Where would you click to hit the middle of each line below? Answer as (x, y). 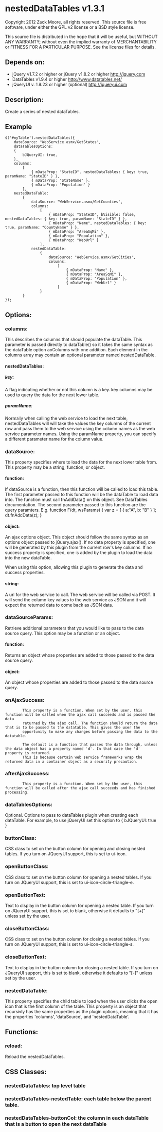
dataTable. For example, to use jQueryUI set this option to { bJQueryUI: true (81, 820)
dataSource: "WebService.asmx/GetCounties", (77, 202)
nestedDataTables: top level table (45, 1086)
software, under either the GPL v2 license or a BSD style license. (70, 27)
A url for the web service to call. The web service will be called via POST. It (80, 595)
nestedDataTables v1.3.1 (55, 9)
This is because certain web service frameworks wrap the (82, 757)
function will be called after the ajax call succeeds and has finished (80, 788)
